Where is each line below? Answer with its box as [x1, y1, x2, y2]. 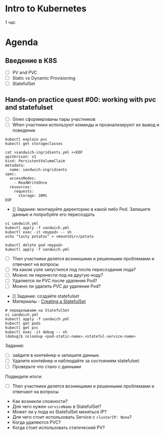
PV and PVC [12, 69, 38, 75]
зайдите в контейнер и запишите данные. [12, 352, 100, 358]
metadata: [5, 163, 26, 168]
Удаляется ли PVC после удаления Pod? [12, 278, 97, 284]
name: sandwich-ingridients [9, 167, 68, 172]
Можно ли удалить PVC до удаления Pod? [12, 283, 101, 290]
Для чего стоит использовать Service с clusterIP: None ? [12, 414, 132, 420]
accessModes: [9, 176, 37, 181]
